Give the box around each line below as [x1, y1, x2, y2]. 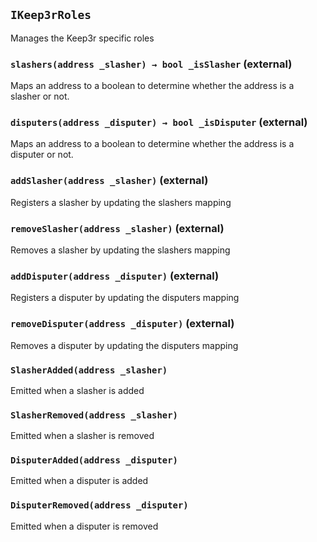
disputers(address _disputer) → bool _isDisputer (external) [10, 115, 308, 129]
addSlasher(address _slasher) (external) [10, 174, 209, 188]
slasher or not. [10, 90, 70, 103]
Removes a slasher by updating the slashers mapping [10, 244, 231, 256]
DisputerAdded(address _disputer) [10, 455, 178, 466]
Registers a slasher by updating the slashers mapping [10, 196, 232, 208]
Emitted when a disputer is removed [10, 520, 159, 532]
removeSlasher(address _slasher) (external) [10, 221, 225, 235]
